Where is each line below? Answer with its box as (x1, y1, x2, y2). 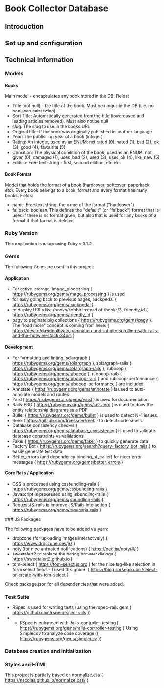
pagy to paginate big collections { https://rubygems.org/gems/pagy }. (12, 317, 153, 323)
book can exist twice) (12, 108, 56, 114)
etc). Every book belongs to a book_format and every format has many (5, 187, 148, 193)
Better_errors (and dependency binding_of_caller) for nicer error (12, 453, 142, 460)
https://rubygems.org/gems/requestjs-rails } (12, 507, 102, 512)
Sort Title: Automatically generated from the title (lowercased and (12, 113, 144, 119)
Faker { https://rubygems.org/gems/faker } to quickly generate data (12, 438, 148, 444)
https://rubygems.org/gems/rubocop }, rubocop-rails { (12, 370, 122, 377)
